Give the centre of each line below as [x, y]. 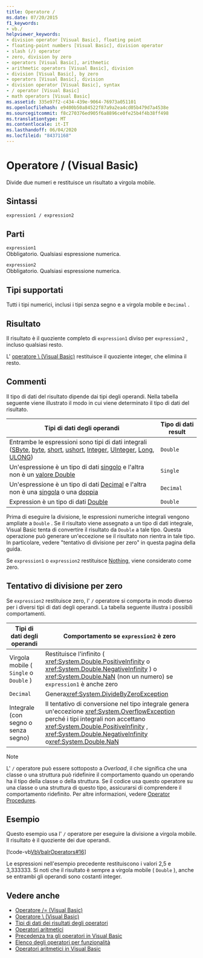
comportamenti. [26, 613]
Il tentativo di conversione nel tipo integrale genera [117, 704]
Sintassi [22, 201]
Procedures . [22, 800]
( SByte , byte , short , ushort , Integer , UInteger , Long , [82, 450]
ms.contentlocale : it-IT [37, 125]
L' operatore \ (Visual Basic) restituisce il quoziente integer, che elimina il [97, 356]
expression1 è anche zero [82, 684]
